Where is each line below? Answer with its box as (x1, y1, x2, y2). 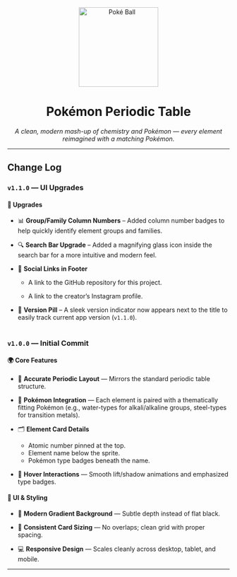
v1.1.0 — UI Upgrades (7, 183, 84, 193)
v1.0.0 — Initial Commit (7, 338, 90, 348)
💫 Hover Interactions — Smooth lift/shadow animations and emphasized (17, 470, 229, 478)
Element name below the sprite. (28, 448, 121, 457)
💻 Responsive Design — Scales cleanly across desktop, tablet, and (17, 544, 217, 554)
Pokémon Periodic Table (45, 104, 192, 120)
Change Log (7, 162, 62, 174)
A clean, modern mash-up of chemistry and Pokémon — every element (15, 127, 222, 135)
